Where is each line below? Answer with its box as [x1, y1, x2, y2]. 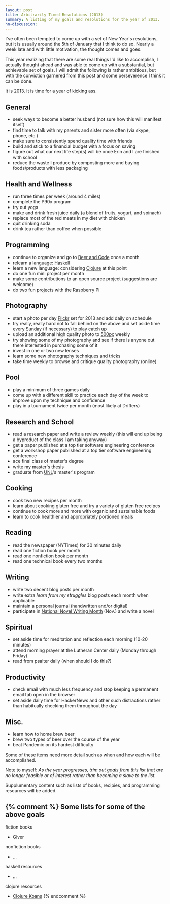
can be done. [5, 78, 33, 84]
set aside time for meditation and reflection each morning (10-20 [12, 636, 148, 642]
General [5, 102, 31, 111]
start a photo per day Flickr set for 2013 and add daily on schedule [12, 315, 152, 321]
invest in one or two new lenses [12, 347, 79, 353]
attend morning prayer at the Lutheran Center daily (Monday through [12, 647, 157, 653]
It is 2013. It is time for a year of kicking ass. [5, 88, 97, 94]
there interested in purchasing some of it [12, 342, 98, 348]
